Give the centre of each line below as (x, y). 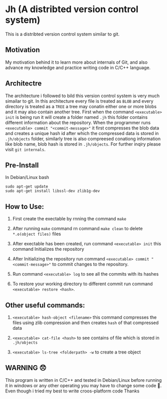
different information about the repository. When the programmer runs (78, 122)
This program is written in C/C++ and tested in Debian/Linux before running (83, 380)
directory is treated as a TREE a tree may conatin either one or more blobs (81, 106)
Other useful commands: (45, 305)
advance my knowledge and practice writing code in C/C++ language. (78, 67)
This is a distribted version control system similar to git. (62, 34)
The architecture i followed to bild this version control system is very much (82, 96)
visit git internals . (25, 149)
